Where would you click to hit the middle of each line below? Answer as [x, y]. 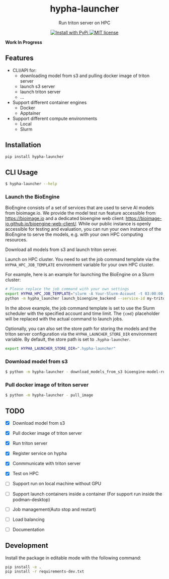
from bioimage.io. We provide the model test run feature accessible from [80, 213]
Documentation [28, 529]
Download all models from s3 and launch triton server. [61, 249]
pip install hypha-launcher [35, 157]
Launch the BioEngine [32, 197]
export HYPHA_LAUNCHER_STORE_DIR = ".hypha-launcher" [60, 349]
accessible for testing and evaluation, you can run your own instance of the [83, 229]
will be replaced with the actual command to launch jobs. [64, 319]
